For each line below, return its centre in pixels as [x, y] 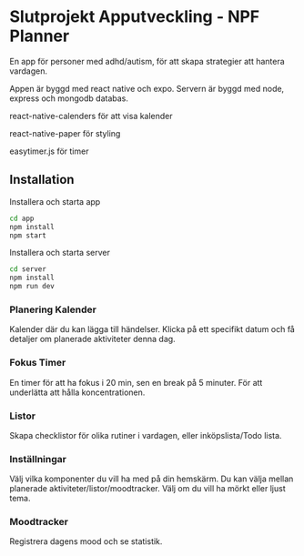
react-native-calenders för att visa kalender [91, 116]
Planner [40, 36]
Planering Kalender [53, 309]
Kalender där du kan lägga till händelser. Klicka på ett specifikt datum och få [152, 329]
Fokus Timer [38, 363]
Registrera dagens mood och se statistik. [86, 541]
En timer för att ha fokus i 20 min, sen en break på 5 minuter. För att [136, 382]
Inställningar [38, 459]
